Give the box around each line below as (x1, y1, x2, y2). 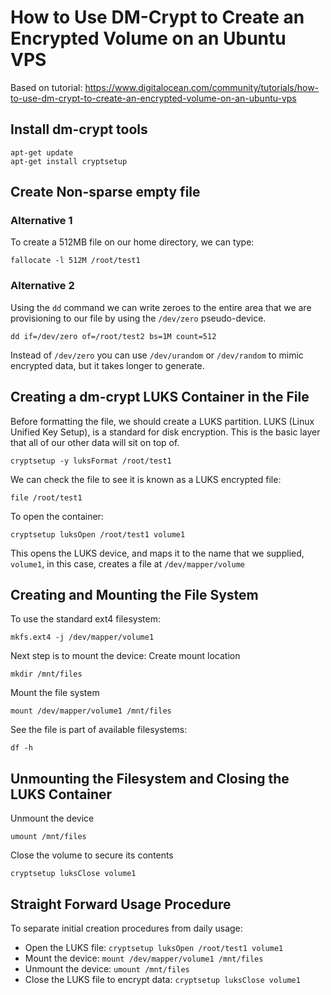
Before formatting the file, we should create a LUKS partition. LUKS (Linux (10, 415, 315, 427)
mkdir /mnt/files (10, 669, 83, 680)
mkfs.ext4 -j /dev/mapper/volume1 (10, 632, 155, 643)
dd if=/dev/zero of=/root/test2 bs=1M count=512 (10, 331, 217, 341)
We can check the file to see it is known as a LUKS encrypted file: (10, 473, 282, 485)
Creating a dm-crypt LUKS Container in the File (10, 389, 310, 406)
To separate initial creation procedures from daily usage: (10, 922, 243, 934)
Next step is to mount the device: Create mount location (10, 650, 241, 662)
